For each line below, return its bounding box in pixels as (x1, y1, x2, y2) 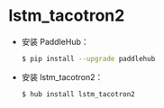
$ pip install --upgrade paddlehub (21, 54, 156, 63)
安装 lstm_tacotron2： (21, 71, 104, 82)
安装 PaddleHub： (21, 36, 89, 47)
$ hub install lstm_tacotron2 (21, 89, 136, 99)
